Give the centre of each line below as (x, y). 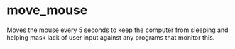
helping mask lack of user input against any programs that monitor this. (111, 37)
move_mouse (47, 10)
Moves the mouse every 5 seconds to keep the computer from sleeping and (117, 30)
